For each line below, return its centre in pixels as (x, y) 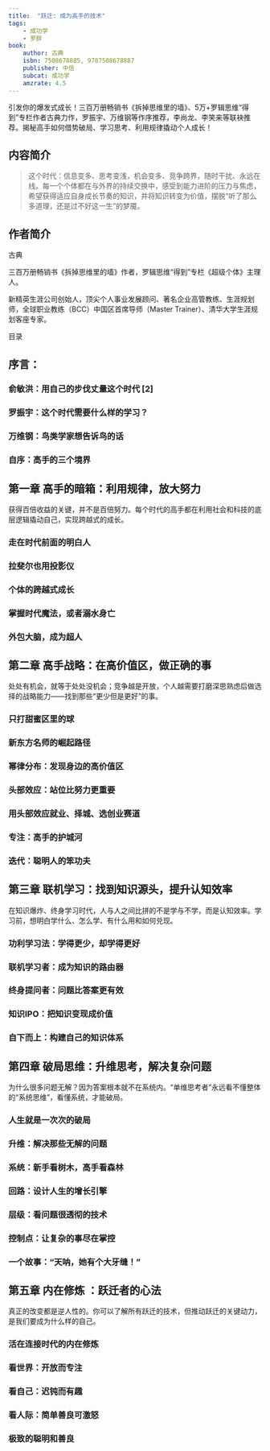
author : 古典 (43, 53)
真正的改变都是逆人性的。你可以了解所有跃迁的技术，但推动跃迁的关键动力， (135, 1311)
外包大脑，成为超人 (45, 637)
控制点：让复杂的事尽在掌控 (62, 1238)
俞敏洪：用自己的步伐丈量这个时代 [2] (81, 389)
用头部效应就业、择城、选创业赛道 (74, 814)
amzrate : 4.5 (45, 83)
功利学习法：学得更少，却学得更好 (74, 943)
